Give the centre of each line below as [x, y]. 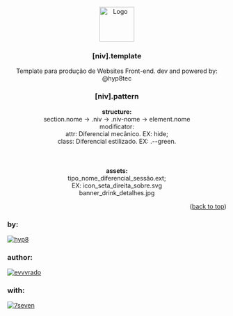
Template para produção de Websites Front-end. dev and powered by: [117, 71]
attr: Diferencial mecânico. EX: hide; [117, 133]
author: [20, 257]
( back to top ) [208, 206]
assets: [117, 171]
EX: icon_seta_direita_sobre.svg [117, 185]
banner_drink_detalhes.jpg [117, 192]
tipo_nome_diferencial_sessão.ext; [117, 178]
